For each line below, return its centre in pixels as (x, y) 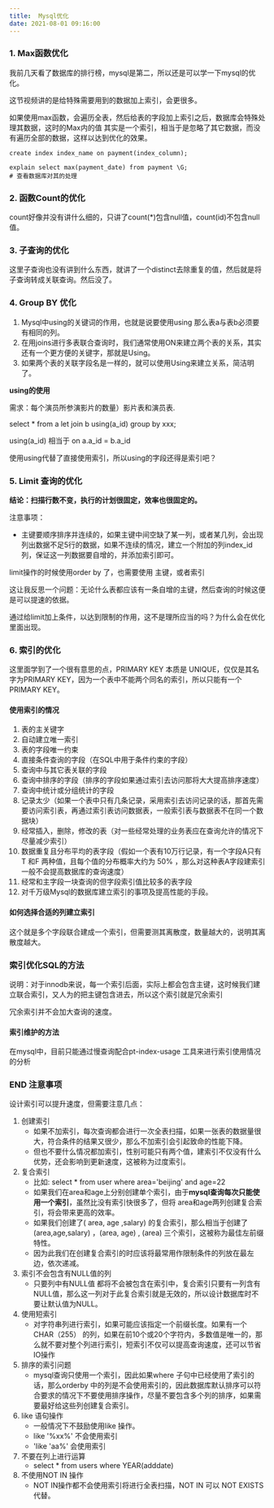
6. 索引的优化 (35, 650)
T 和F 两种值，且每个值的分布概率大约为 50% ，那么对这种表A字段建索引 (143, 862)
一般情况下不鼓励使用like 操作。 (86, 1426)
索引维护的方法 (34, 1032)
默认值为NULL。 (75, 1304)
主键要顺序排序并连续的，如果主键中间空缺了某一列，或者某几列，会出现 (142, 534)
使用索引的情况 (34, 710)
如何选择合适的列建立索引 (52, 912)
